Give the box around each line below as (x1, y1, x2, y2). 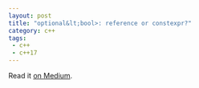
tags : (8, 34, 26, 42)
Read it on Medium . (8, 71, 73, 80)
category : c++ (8, 26, 56, 34)
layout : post (8, 11, 52, 20)
